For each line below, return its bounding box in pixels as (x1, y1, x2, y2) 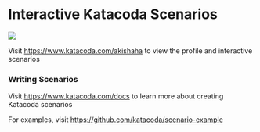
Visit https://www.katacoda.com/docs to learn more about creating (8, 91, 224, 101)
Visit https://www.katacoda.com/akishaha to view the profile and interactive (8, 45, 253, 55)
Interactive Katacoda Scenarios (8, 5, 218, 23)
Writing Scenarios (8, 73, 78, 84)
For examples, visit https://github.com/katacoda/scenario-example (8, 115, 223, 124)
